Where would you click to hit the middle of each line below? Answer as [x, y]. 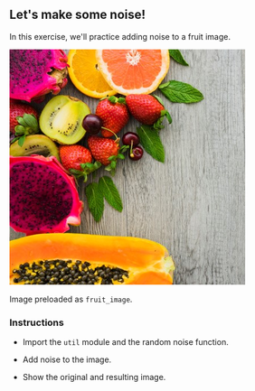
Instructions [37, 322]
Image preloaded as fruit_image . [71, 299]
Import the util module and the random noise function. [125, 342]
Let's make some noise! [78, 15]
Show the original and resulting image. [94, 377]
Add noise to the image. [67, 359]
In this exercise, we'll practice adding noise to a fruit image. [120, 36]
